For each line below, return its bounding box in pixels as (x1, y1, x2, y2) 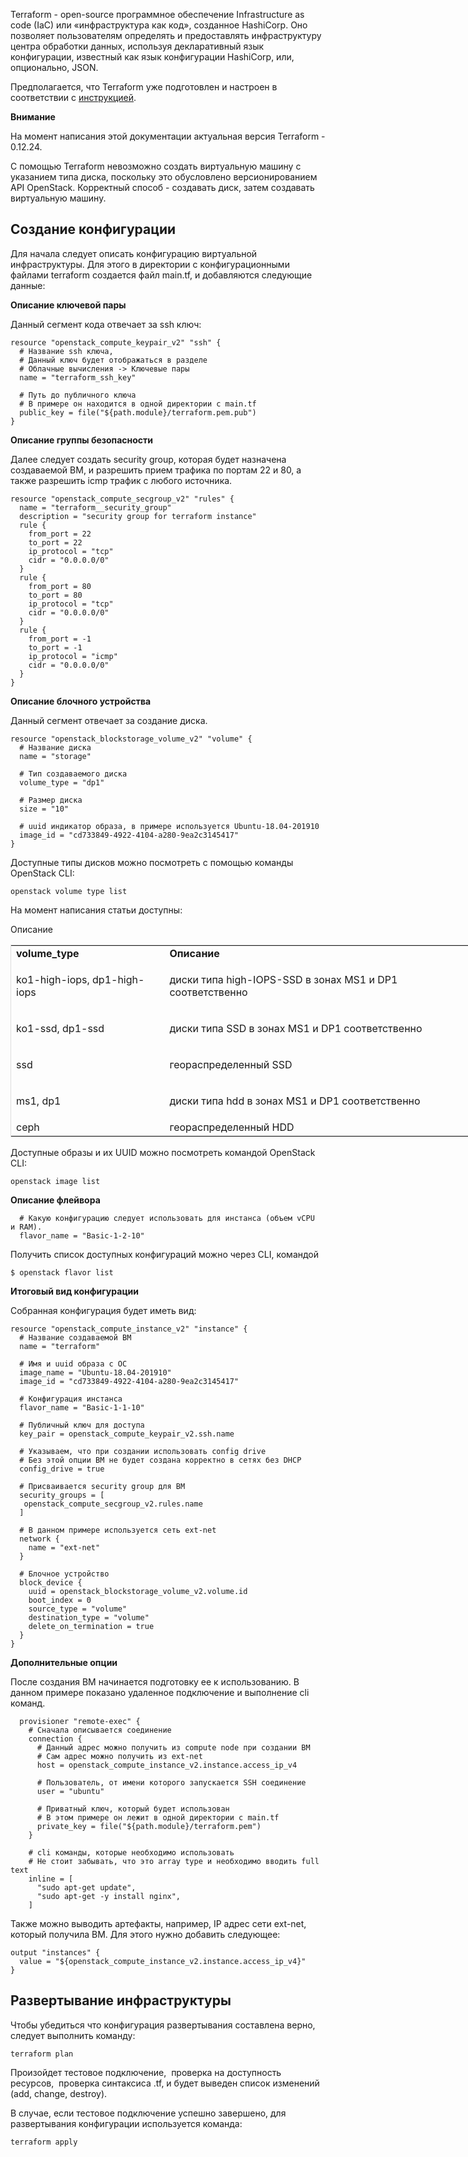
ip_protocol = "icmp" (28, 651, 118, 661)
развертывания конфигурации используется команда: (10, 2117, 243, 2129)
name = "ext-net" (28, 1542, 101, 1553)
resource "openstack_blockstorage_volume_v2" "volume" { (10, 734, 253, 744)
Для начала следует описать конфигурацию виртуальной (10, 247, 258, 259)
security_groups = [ (19, 1490, 105, 1500)
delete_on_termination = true (28, 1621, 155, 1631)
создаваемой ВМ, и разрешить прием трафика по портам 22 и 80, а (10, 464, 302, 476)
